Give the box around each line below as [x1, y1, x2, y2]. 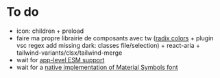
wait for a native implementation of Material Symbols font [16, 63, 178, 71]
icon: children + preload [16, 27, 84, 35]
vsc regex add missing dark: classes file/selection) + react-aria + [16, 41, 200, 49]
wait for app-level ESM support [16, 55, 105, 64]
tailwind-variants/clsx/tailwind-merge [16, 49, 123, 57]
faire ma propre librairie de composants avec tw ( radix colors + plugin [16, 34, 214, 42]
